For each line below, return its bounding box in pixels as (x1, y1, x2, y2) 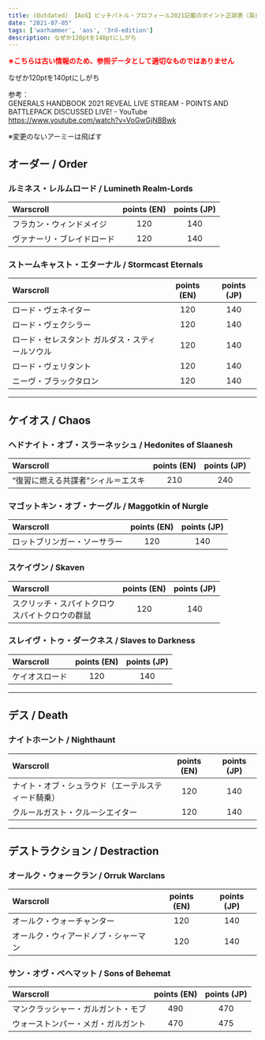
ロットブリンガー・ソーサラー (12, 537, 123, 548)
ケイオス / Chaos (8, 413, 91, 427)
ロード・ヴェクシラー (12, 319, 92, 330)
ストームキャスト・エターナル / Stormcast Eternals (8, 258, 203, 269)
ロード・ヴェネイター (12, 305, 91, 316)
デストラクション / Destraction (8, 844, 159, 857)
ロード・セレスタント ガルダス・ (12, 334, 133, 345)
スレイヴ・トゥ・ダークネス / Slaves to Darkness (8, 635, 196, 646)
